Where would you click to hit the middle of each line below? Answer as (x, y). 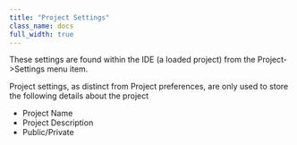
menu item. (68, 69)
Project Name (47, 114)
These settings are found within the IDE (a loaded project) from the (132, 60)
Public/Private (48, 132)
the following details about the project (79, 96)
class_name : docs (42, 26)
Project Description (58, 123)
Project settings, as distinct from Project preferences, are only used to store (149, 87)
